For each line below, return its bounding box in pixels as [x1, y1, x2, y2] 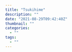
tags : [5, 35, 16, 40]
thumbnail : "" [5, 21, 35, 26]
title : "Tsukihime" [5, 7, 46, 12]
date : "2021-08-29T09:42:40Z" [5, 16, 68, 21]
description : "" [5, 12, 39, 17]
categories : [5, 26, 30, 31]
